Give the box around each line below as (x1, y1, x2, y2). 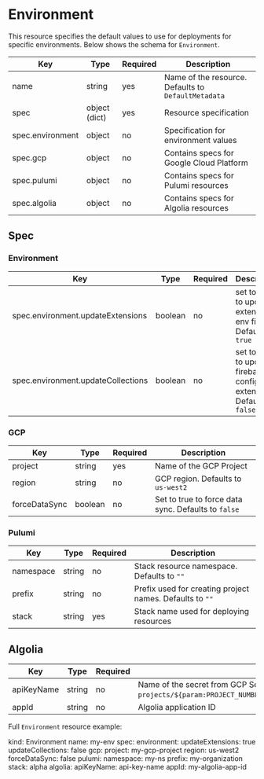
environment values (163, 134, 237, 145)
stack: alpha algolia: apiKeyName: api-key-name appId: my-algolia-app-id (8, 762, 247, 772)
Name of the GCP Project (154, 460, 247, 471)
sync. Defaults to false (154, 503, 240, 514)
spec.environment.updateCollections (12, 375, 148, 386)
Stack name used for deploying (134, 606, 250, 617)
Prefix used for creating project (134, 583, 250, 594)
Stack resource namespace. (134, 560, 238, 571)
